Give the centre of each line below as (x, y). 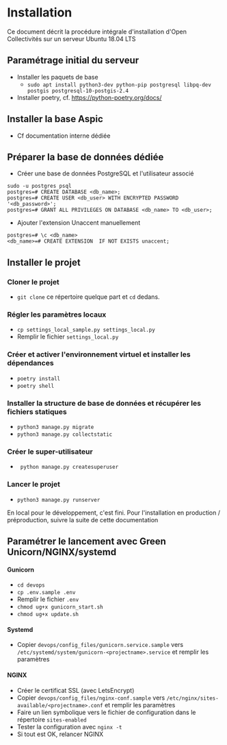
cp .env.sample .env (46, 593)
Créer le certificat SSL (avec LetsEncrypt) (76, 690)
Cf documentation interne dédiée (64, 136)
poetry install (39, 378)
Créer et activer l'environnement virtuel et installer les (99, 354)
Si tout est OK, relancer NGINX (60, 734)
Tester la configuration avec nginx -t (69, 726)
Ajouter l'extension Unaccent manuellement (79, 223)
